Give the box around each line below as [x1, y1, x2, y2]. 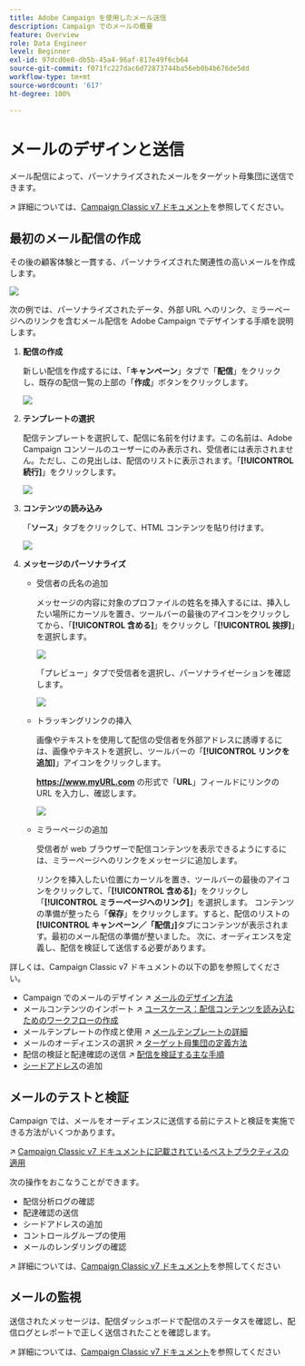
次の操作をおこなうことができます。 [9, 1177, 144, 1188]
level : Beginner [9, 47, 71, 56]
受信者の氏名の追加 [35, 578, 109, 589]
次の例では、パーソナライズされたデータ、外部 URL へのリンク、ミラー [9, 304, 275, 315]
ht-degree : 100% [9, 89, 71, 98]
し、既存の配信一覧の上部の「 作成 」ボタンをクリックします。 [22, 377, 253, 388]
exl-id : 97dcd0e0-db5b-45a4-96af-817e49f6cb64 [9, 55, 189, 64]
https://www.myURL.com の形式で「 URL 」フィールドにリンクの [35, 777, 280, 787]
